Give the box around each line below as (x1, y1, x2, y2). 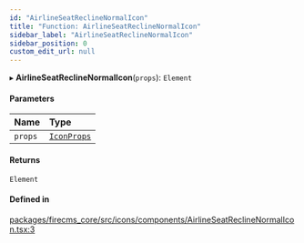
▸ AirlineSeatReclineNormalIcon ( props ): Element (9, 72, 193, 83)
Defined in (9, 194, 50, 205)
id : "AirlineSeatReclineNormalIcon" (9, 13, 148, 23)
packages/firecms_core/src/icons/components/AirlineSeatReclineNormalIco (9, 214, 295, 225)
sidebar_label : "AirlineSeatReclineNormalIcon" (9, 30, 194, 39)
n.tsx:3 (9, 224, 35, 235)
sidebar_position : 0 (9, 38, 88, 48)
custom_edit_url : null (9, 47, 96, 56)
